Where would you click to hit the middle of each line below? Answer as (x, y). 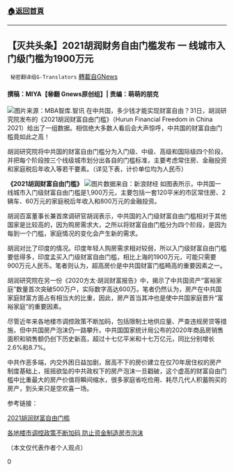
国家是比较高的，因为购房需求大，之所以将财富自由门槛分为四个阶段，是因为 (117, 225)
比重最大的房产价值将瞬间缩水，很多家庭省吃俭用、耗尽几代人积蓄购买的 (123, 380)
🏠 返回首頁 (26, 10)
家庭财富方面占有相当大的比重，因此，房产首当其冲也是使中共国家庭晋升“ (112, 298)
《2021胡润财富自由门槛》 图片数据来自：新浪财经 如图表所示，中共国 (111, 184)
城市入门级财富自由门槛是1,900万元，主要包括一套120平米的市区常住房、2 (119, 192)
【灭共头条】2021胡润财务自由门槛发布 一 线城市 (112, 46)
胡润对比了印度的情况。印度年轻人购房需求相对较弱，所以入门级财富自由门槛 (117, 248)
